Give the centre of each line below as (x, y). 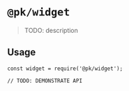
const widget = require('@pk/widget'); (65, 69)
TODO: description (51, 30)
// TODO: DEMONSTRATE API (45, 80)
